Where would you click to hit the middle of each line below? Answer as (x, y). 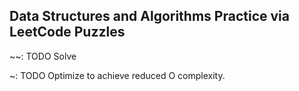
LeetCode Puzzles (67, 32)
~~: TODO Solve (43, 56)
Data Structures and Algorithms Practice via (149, 16)
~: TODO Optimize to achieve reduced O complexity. (117, 75)
